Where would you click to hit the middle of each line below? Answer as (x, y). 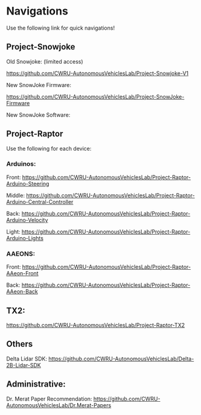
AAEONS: (21, 253)
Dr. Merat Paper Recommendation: (49, 399)
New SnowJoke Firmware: (39, 85)
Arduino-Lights (25, 238)
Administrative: (36, 384)
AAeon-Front (22, 273)
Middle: (16, 195)
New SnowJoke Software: (38, 115)
